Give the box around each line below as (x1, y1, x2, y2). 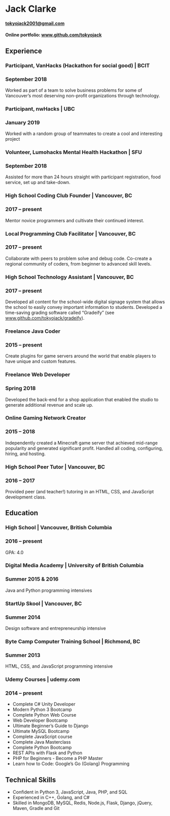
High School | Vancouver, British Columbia (5, 524, 112, 531)
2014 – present (5, 690, 43, 697)
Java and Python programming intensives (5, 587, 92, 593)
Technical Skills (5, 775, 56, 784)
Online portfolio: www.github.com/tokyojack (5, 32, 102, 38)
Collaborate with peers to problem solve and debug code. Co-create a (5, 255, 152, 261)
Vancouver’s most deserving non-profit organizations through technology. (5, 92, 160, 98)
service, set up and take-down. (5, 179, 71, 186)
